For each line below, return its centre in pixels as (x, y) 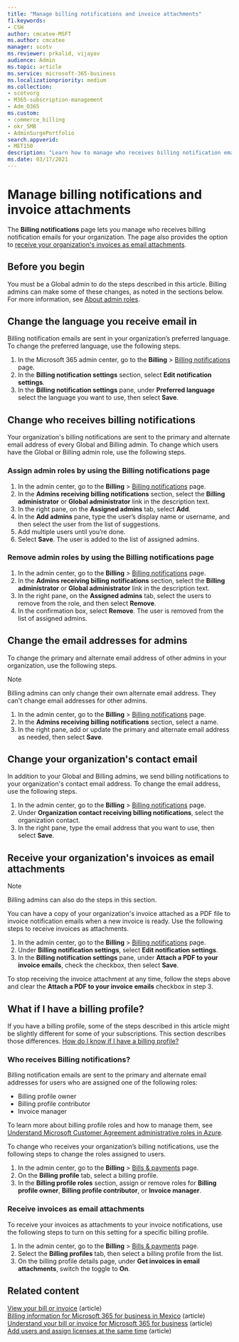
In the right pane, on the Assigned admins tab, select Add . (104, 508)
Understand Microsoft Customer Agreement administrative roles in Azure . (115, 1133)
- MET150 (20, 147)
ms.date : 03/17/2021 (38, 160)
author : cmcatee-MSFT (39, 34)
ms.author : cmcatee (36, 41)
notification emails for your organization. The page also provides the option (118, 237)
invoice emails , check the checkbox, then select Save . (98, 965)
